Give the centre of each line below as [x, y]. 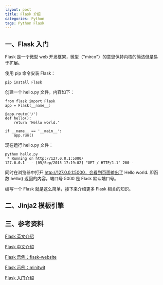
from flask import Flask [30, 101]
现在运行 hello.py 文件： [29, 145]
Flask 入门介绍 [19, 278]
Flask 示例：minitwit [25, 267]
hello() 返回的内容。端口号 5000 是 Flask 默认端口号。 [64, 179]
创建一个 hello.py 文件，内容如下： [40, 92]
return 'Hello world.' [37, 123]
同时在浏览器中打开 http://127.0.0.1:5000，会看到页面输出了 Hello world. [77, 172]
